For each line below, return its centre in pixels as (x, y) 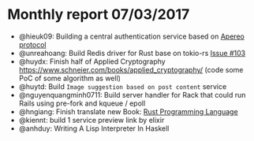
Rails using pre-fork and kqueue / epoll (82, 103)
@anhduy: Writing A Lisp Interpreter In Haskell (94, 128)
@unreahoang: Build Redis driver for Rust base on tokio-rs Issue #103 (132, 53)
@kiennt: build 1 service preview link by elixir (92, 120)
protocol (32, 44)
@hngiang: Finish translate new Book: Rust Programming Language (128, 111)
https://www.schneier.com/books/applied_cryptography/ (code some (131, 69)
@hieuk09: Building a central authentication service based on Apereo (132, 36)
